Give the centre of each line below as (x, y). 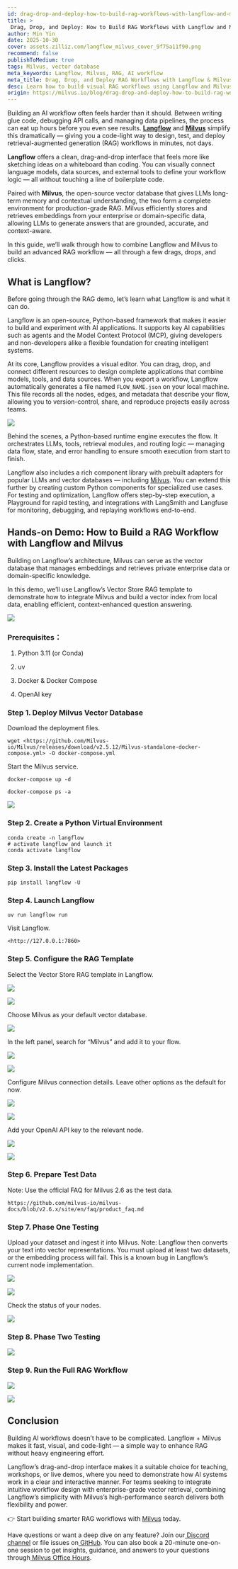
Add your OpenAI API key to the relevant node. (75, 1130)
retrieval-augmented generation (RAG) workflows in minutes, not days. (110, 143)
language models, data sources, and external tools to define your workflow (117, 172)
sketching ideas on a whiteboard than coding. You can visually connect (111, 164)
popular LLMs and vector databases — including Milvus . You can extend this (119, 480)
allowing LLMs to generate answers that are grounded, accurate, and (108, 223)
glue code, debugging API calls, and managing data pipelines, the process (116, 120)
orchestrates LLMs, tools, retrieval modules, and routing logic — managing (116, 443)
